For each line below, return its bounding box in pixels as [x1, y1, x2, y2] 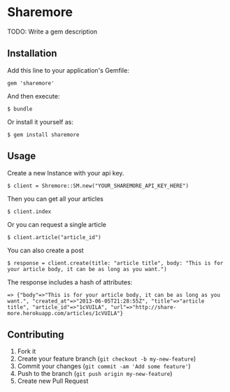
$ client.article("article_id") [7, 233, 101, 241]
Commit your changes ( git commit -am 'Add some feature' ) [17, 362, 191, 370]
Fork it [17, 347, 36, 356]
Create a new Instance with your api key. [7, 168, 124, 177]
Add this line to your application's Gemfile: [7, 66, 129, 74]
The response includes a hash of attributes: [7, 277, 133, 286]
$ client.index [7, 208, 52, 215]
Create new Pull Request [17, 377, 89, 385]
